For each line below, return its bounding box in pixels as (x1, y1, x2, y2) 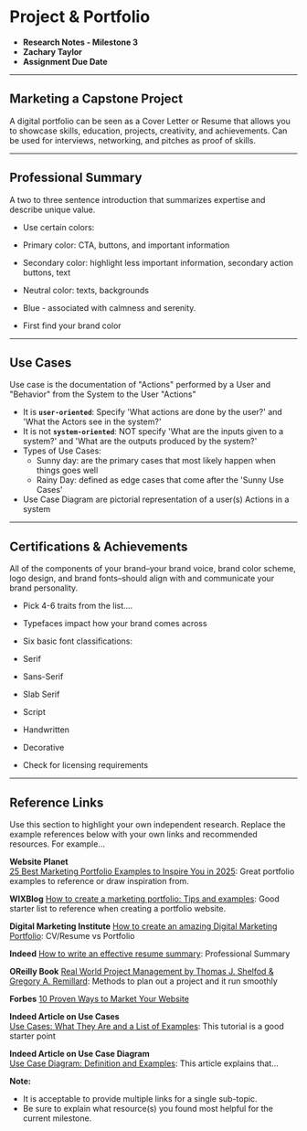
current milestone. (22, 1113, 92, 1124)
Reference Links (9, 795, 104, 810)
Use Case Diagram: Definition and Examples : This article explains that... (9, 1058, 279, 1069)
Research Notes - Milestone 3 (22, 37, 139, 48)
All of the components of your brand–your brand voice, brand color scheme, (9, 563, 297, 574)
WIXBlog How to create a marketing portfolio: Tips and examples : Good (9, 893, 281, 904)
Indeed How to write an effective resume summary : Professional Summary (9, 948, 291, 959)
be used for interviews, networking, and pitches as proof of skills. (9, 134, 257, 145)
